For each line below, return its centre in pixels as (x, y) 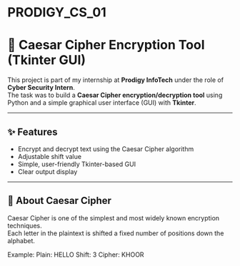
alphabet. (21, 240)
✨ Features (32, 132)
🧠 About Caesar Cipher (60, 201)
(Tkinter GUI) (47, 60)
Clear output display (47, 171)
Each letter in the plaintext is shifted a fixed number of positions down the (116, 233)
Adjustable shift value (50, 156)
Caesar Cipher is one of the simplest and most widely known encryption (114, 218)
